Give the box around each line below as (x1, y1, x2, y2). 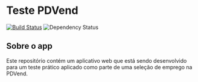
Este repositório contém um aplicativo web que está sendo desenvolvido (6, 57, 187, 64)
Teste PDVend (6, 4, 78, 17)
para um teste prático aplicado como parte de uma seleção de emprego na (6, 63, 193, 71)
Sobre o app (6, 41, 53, 51)
